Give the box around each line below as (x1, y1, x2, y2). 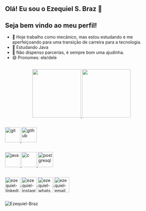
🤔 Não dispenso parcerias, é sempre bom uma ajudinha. (12, 49, 125, 56)
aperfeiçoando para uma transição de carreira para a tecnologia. (12, 39, 142, 45)
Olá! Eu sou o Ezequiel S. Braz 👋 (5, 5, 102, 13)
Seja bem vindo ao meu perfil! (5, 21, 97, 30)
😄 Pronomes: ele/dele (12, 55, 57, 60)
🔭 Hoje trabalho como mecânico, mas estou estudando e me (12, 34, 133, 40)
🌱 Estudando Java (12, 45, 49, 50)
